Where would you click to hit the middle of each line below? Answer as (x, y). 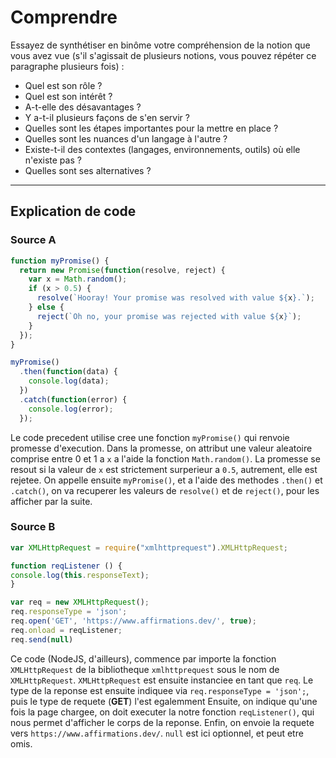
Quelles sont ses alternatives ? (88, 170)
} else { (46, 307)
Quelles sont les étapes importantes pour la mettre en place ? (151, 128)
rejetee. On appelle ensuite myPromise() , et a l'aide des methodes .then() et (166, 480)
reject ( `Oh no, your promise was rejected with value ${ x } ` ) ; (169, 316)
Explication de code (73, 211)
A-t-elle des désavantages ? (83, 107)
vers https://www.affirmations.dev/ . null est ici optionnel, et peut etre (157, 733)
